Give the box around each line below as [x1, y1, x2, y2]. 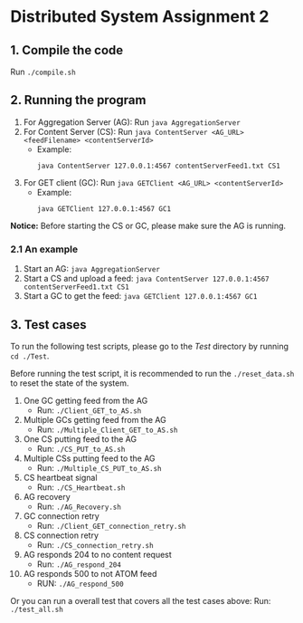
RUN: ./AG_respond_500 [36, 578, 125, 589]
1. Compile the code [10, 43, 124, 58]
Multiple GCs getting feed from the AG [23, 414, 166, 425]
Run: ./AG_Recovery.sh [36, 501, 121, 512]
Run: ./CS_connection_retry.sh [36, 539, 154, 550]
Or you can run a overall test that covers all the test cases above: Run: [10, 595, 271, 606]
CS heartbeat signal [23, 472, 98, 483]
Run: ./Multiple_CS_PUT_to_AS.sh [36, 462, 162, 473]
